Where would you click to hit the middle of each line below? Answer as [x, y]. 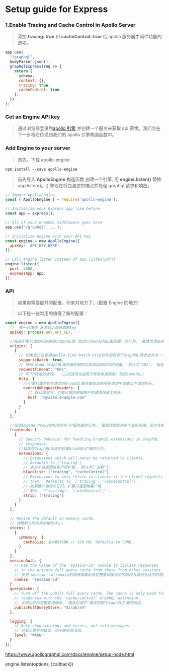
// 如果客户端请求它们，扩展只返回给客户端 [62, 486]
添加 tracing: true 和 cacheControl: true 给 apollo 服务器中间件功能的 [90, 37]
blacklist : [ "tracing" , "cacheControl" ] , [67, 472]
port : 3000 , [22, 269]
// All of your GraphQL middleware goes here [54, 222]
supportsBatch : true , [41, 360]
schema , [27, 76]
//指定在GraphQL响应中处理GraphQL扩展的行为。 [63, 449]
